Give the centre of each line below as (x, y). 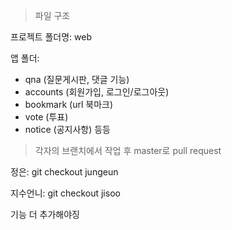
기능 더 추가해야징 (45, 214)
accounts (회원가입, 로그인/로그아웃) (97, 92)
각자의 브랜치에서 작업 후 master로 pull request (128, 150)
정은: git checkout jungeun (64, 172)
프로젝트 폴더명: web (51, 37)
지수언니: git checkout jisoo (65, 193)
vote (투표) (46, 117)
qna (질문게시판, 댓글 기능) (77, 79)
